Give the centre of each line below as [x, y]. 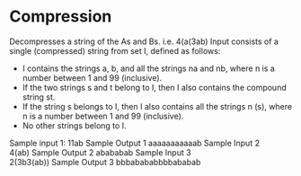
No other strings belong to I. [75, 125]
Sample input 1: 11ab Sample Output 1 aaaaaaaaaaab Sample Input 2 [135, 143]
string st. [39, 97]
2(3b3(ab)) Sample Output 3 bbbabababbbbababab [105, 162]
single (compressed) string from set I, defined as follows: [115, 50]
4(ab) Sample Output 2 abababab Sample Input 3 [100, 152]
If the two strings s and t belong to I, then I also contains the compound [154, 87]
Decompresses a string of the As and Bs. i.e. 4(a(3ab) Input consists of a [144, 41]
